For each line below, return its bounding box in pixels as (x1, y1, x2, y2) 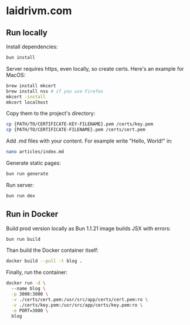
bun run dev (6, 193, 35, 198)
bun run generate (6, 171, 49, 177)
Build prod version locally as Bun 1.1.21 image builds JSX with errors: (6, 225, 171, 232)
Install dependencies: (6, 43, 58, 50)
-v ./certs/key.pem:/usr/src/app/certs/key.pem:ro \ (11, 302, 143, 308)
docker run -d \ (6, 280, 46, 286)
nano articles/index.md (6, 149, 65, 155)
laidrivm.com (6, 4, 72, 18)
